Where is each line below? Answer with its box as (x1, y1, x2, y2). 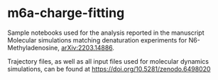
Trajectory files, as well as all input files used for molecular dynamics (7, 57, 209, 65)
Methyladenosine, (7, 43, 60, 52)
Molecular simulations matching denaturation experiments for (7, 35, 187, 44)
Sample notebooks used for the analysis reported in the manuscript (7, 28, 205, 37)
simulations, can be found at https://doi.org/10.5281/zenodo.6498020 (7, 64, 211, 73)
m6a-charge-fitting (7, 5, 125, 21)
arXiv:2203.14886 (61, 43, 113, 52)
